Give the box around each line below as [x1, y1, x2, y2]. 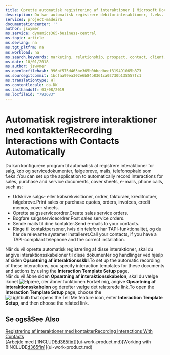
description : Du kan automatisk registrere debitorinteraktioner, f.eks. [5, 12, 164, 17]
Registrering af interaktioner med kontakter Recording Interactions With [5, 328, 153, 334]
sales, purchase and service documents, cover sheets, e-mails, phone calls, [5, 179, 164, 185]
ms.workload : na [5, 49, 39, 55]
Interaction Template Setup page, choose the [5, 289, 102, 295]
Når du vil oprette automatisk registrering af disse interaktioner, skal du [5, 246, 153, 252]
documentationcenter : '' [5, 21, 58, 27]
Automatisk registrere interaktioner [5, 114, 157, 125]
